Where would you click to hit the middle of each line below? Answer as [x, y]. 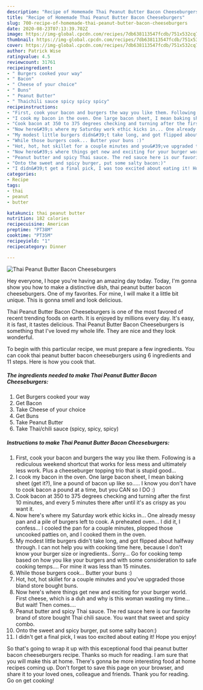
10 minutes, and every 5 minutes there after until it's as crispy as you [101, 503]
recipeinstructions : [33, 107]
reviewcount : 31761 [31, 62]
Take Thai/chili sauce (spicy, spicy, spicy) [67, 429]
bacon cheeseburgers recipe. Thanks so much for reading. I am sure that [98, 655]
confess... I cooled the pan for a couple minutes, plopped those [94, 528]
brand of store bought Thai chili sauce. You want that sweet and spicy [102, 618]
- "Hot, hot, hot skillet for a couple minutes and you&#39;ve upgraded [100, 146]
